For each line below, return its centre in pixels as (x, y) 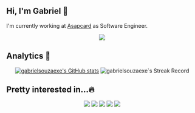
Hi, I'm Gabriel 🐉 (37, 11)
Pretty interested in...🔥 (50, 90)
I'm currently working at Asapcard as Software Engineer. (77, 25)
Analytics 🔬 (29, 56)
